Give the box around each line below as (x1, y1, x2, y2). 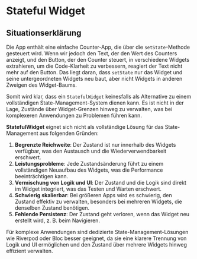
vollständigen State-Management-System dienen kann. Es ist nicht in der (6, 99, 185, 106)
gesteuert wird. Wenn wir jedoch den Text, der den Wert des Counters (6, 50, 177, 57)
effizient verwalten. (6, 248, 53, 254)
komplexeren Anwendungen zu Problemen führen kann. (6, 112, 142, 119)
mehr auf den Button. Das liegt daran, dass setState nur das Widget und (6, 69, 183, 75)
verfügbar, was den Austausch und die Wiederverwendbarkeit (14, 147, 167, 154)
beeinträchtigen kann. (14, 173, 69, 179)
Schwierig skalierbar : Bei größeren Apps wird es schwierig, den (14, 192, 173, 198)
